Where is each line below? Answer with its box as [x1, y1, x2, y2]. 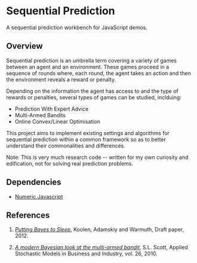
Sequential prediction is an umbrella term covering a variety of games [6, 57, 177, 64]
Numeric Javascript [14, 193, 64, 200]
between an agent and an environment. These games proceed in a [6, 63, 170, 70]
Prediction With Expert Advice [14, 105, 89, 112]
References [6, 210, 50, 220]
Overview [6, 41, 43, 51]
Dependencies [6, 177, 61, 187]
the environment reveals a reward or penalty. [6, 76, 116, 83]
